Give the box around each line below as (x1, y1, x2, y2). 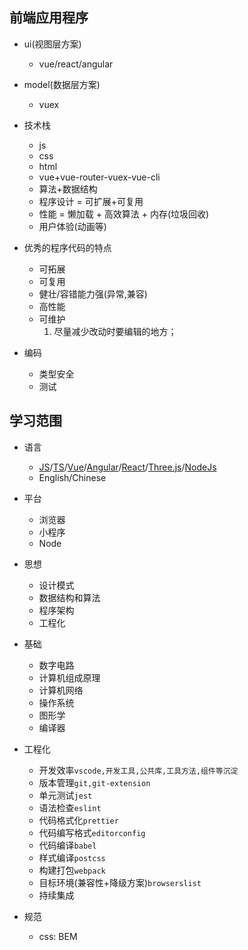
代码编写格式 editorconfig (38, 826, 146, 838)
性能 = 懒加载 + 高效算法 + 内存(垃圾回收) (38, 208, 210, 220)
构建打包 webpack (38, 864, 106, 876)
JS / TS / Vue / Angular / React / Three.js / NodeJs (38, 461, 217, 473)
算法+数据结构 (38, 183, 98, 195)
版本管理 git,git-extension (38, 776, 151, 788)
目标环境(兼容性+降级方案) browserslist (38, 876, 202, 888)
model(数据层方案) (23, 78, 101, 90)
